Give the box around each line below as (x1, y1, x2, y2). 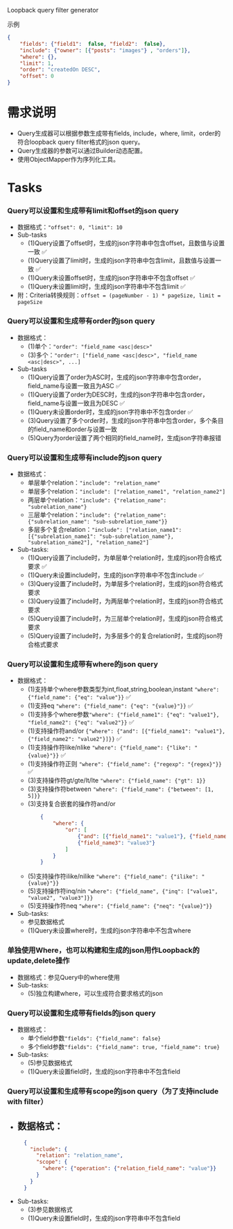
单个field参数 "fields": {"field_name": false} (27, 1034, 162, 1042)
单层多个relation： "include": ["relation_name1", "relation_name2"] (27, 487, 226, 496)
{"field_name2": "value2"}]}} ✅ (27, 735, 122, 743)
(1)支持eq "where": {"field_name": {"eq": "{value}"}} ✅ (27, 701, 193, 710)
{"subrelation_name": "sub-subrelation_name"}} (27, 519, 168, 526)
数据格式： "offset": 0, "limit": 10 (17, 223, 123, 231)
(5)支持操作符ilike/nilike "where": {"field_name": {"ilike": (27, 872, 199, 880)
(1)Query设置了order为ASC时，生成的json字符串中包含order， (27, 373, 205, 381)
